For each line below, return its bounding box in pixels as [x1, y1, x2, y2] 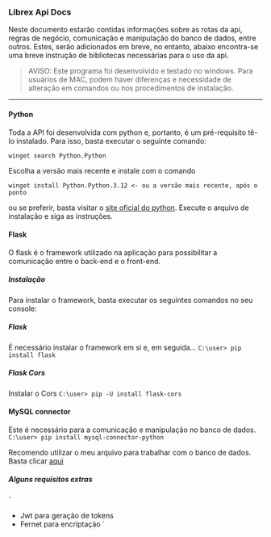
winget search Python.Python [8, 152, 106, 160]
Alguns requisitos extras [8, 475, 93, 485]
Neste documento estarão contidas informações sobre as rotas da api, [8, 25, 243, 35]
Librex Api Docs [8, 6, 72, 18]
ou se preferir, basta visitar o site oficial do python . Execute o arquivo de [8, 203, 249, 212]
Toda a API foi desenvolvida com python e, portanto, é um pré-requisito [8, 128, 247, 137]
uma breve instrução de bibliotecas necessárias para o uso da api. [8, 51, 229, 61]
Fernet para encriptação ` [19, 519, 105, 529]
